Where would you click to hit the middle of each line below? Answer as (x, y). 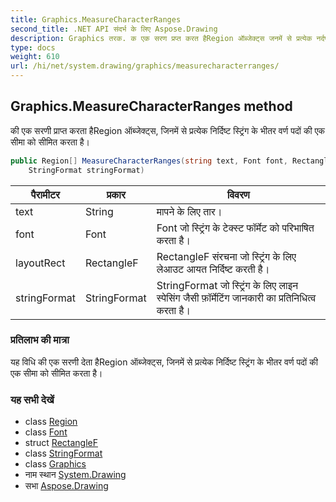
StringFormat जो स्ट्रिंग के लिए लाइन (227, 285)
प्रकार (116, 194)
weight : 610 (35, 57)
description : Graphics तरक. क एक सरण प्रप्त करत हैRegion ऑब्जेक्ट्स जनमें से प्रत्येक (161, 38)
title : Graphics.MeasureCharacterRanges (96, 19)
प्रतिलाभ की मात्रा (40, 340)
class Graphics (55, 464)
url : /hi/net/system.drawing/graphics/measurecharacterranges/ (145, 66)
